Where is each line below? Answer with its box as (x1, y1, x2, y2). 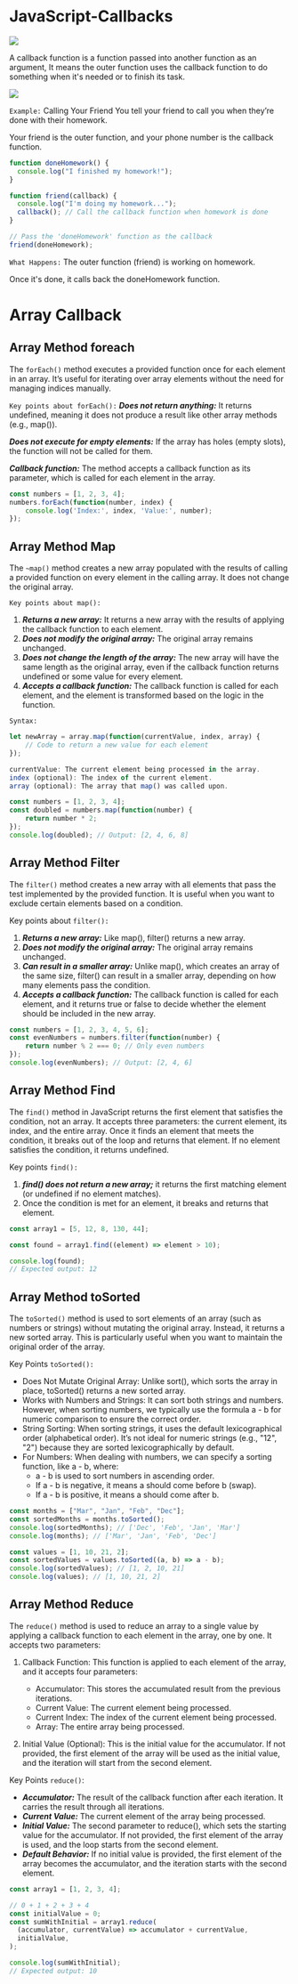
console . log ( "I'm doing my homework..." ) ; (17, 199, 177, 208)
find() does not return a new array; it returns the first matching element (21, 1178, 287, 1189)
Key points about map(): (9, 599, 101, 608)
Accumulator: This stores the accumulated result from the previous (35, 1683, 281, 1694)
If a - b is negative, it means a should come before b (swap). (35, 1480, 257, 1491)
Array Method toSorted (9, 1289, 141, 1305)
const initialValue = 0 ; (9, 1909, 101, 1918)
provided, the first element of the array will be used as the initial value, (21, 1747, 280, 1759)
